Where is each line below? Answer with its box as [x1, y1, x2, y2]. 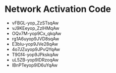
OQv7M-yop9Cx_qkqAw [11, 30, 61, 36]
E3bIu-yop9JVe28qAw [11, 41, 58, 47]
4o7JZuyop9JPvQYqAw [11, 46, 60, 52]
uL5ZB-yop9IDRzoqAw [11, 57, 59, 63]
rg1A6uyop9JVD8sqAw [11, 36, 59, 42]
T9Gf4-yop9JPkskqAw [11, 51, 59, 58]
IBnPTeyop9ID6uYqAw [11, 62, 58, 68]
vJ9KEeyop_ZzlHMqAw [11, 25, 59, 31]
